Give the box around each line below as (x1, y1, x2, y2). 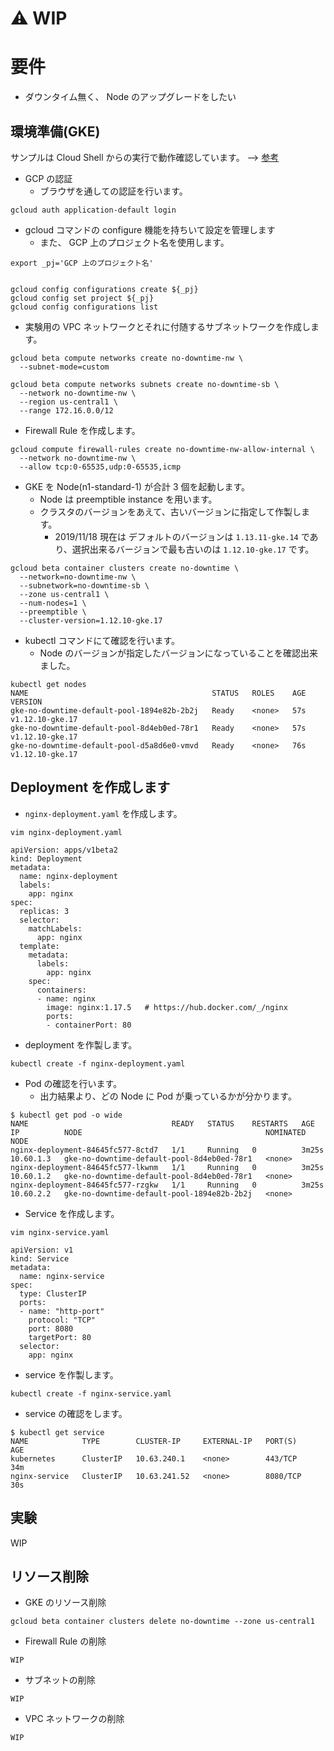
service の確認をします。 (24, 1407, 128, 1419)
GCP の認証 (24, 172, 73, 184)
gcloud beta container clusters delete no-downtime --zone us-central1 (10, 1617, 315, 1627)
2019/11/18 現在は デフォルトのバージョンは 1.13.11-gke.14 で (54, 530, 310, 542)
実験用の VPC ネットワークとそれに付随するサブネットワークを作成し (24, 320, 312, 332)
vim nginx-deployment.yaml (10, 827, 123, 837)
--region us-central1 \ (19, 397, 118, 407)
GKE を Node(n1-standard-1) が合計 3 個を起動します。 (24, 480, 251, 492)
